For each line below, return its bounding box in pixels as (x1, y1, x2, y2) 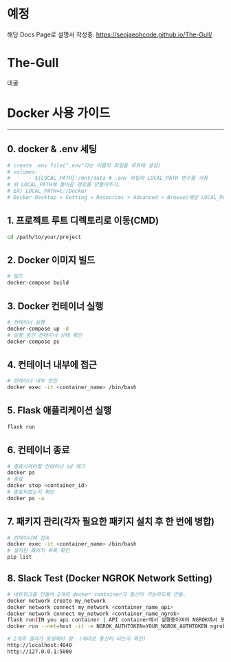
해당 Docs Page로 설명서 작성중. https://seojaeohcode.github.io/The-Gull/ (7, 30, 212, 39)
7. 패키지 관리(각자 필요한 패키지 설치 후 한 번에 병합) (7, 516, 215, 528)
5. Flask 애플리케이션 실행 (7, 404, 112, 417)
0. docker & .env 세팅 (7, 143, 98, 155)
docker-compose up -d (7, 325, 69, 332)
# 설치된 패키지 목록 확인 (7, 547, 70, 555)
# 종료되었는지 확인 (7, 488, 54, 495)
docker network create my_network (7, 597, 107, 604)
